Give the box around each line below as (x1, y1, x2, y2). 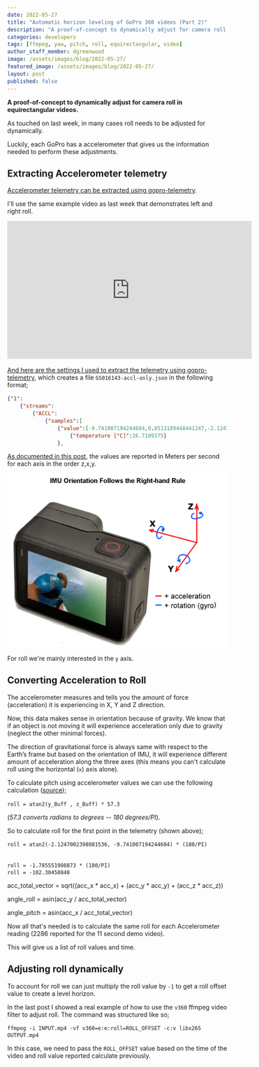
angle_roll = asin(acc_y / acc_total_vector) (7, 895, 127, 903)
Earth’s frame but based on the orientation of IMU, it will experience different (7, 750, 228, 758)
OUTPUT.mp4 (7, 1031, 39, 1039)
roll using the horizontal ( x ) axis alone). (7, 765, 119, 773)
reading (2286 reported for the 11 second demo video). (7, 929, 165, 937)
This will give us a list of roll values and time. (7, 942, 135, 951)
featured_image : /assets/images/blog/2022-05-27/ (7, 63, 155, 70)
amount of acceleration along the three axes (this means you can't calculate (7, 757, 226, 766)
